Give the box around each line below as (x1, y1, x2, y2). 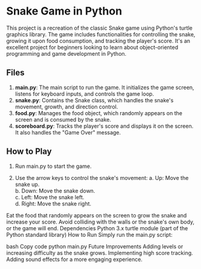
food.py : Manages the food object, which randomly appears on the (14, 109, 183, 116)
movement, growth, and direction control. (14, 103, 118, 110)
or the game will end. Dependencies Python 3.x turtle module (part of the (6, 224, 188, 231)
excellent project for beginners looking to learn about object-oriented (6, 44, 179, 51)
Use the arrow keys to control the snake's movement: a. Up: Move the (14, 174, 189, 181)
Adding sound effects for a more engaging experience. (6, 256, 143, 263)
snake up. (14, 181, 40, 188)
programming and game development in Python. (6, 50, 127, 57)
